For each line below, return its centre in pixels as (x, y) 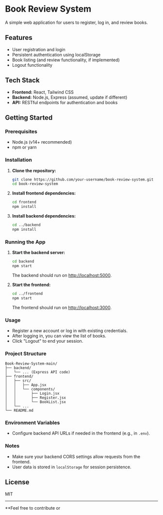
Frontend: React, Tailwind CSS (43, 92)
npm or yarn (24, 147)
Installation (19, 160)
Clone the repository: (34, 170)
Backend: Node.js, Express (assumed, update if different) (70, 97)
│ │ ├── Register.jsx (36, 398)
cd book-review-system (35, 184)
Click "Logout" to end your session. (48, 341)
